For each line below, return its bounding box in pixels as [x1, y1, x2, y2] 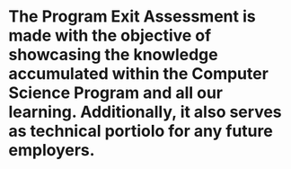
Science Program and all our [8, 83, 224, 103]
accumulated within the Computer [8, 64, 269, 84]
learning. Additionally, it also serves [8, 102, 282, 122]
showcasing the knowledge [8, 45, 218, 65]
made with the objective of [8, 25, 212, 46]
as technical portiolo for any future [8, 121, 273, 141]
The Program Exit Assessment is [8, 6, 257, 27]
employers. [8, 140, 95, 161]
